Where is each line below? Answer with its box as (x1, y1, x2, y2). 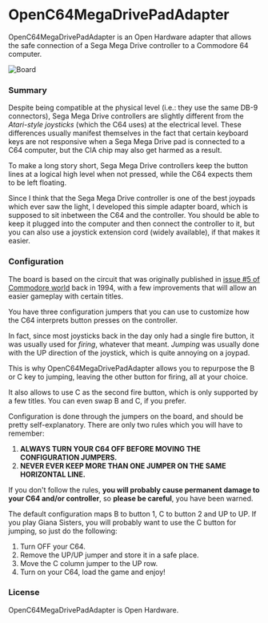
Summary (8, 84, 48, 95)
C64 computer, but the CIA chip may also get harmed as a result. (8, 146, 222, 155)
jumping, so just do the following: (8, 526, 118, 536)
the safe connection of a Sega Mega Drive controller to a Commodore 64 (8, 40, 250, 50)
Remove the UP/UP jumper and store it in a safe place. (19, 550, 199, 560)
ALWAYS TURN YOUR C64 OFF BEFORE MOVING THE (19, 444, 202, 453)
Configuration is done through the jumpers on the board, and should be (8, 411, 244, 421)
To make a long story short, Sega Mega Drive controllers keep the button (8, 161, 249, 171)
